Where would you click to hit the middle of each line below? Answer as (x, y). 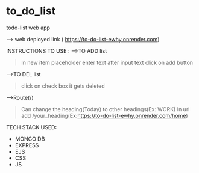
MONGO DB (30, 139)
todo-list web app (28, 28)
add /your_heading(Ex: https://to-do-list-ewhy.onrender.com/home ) (104, 115)
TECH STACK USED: (32, 127)
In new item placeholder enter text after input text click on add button (107, 62)
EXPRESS (27, 145)
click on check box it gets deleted (63, 86)
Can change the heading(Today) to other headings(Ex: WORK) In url (105, 109)
